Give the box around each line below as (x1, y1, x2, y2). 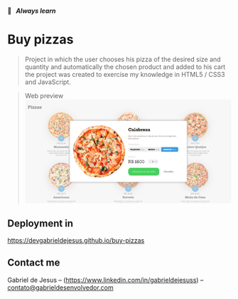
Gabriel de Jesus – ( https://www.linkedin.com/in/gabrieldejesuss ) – (7, 276, 204, 284)
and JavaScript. (24, 78, 71, 86)
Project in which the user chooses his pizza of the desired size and (24, 55, 222, 63)
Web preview (24, 91, 64, 100)
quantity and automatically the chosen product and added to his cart (24, 62, 226, 71)
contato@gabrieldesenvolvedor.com (7, 283, 114, 292)
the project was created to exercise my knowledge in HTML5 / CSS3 (24, 70, 225, 78)
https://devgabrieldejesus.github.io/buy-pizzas (7, 236, 145, 245)
